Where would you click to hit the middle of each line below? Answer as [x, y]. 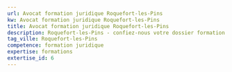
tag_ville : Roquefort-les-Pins [52, 39]
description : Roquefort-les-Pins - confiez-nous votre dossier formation [116, 33]
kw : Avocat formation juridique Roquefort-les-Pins [83, 20]
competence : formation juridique [56, 45]
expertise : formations [40, 52]
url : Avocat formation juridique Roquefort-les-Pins [85, 13]
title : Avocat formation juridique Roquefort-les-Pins [88, 26]
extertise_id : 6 [31, 58]
